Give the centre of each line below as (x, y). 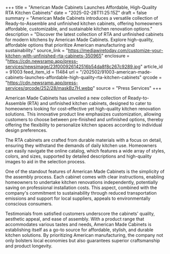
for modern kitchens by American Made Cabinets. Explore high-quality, (79, 40)
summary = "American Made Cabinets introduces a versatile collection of (82, 18)
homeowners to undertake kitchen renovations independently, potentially (82, 182)
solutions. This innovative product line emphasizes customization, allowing (83, 114)
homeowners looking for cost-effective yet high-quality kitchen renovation (83, 109)
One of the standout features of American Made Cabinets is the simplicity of (85, 171)
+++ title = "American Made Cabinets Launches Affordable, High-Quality (81, 7)
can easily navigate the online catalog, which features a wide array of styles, (85, 151)
